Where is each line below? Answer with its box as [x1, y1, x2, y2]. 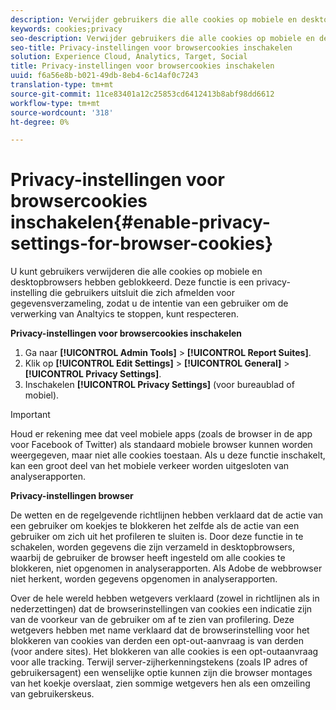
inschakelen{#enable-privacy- [10, 211, 271, 234]
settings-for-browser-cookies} [10, 232, 274, 255]
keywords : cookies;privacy [10, 24, 123, 34]
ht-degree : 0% [10, 117, 70, 127]
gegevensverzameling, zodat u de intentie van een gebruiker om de [10, 297, 289, 310]
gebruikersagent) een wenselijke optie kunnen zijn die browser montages [10, 667, 313, 679]
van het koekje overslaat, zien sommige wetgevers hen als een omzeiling [10, 677, 311, 690]
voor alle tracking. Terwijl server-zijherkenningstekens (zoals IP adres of [10, 656, 308, 668]
